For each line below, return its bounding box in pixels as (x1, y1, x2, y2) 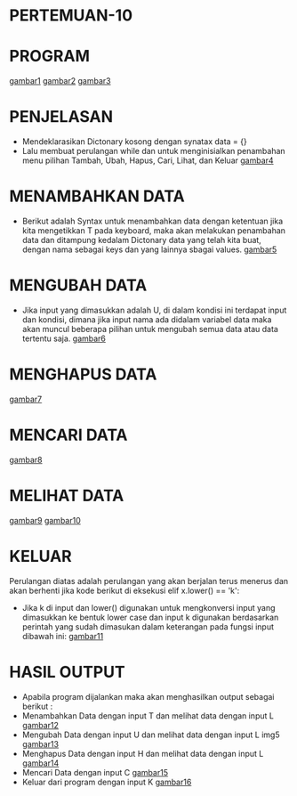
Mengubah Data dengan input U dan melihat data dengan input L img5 (21, 729, 280, 740)
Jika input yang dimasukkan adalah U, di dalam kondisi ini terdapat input (21, 305, 287, 315)
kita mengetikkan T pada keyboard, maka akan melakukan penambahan (21, 225, 286, 236)
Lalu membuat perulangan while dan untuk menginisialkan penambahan (21, 146, 286, 157)
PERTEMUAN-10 (9, 5, 133, 26)
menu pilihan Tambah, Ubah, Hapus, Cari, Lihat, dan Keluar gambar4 (21, 155, 274, 166)
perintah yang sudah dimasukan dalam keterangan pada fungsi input (21, 621, 274, 632)
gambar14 (21, 758, 60, 768)
